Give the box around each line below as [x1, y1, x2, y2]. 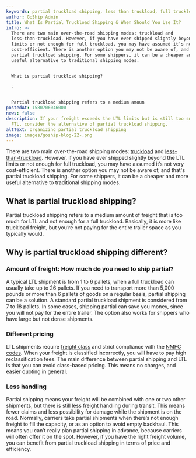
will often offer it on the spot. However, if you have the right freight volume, [6, 433, 187, 440]
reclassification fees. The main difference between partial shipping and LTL [6, 356, 187, 363]
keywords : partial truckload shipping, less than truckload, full [6, 8, 171, 15]
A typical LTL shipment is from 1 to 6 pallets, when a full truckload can [6, 278, 174, 285]
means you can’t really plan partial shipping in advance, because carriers [6, 427, 182, 434]
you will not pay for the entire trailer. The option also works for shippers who [6, 309, 190, 316]
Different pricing [6, 330, 54, 338]
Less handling [6, 383, 47, 391]
